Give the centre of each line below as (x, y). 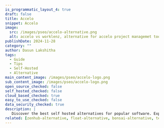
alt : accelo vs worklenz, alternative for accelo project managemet (81, 37)
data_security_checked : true (35, 105)
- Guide (17, 59)
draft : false (18, 14)
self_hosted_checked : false (34, 91)
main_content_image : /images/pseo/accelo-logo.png (58, 77)
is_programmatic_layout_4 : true (38, 9)
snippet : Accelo (21, 23)
